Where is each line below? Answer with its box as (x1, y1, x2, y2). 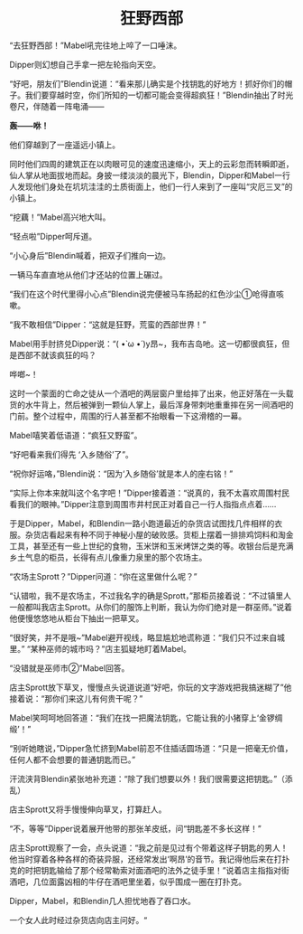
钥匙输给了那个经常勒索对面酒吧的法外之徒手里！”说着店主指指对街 (40, 864, 290, 875)
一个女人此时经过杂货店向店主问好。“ (9, 914, 148, 925)
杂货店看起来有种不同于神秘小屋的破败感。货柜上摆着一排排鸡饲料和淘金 (24, 529, 294, 540)
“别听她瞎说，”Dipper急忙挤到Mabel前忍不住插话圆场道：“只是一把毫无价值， (9, 742, 293, 753)
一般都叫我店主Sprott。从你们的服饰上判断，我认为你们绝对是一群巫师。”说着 (9, 601, 293, 612)
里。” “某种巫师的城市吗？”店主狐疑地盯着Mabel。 (9, 643, 192, 654)
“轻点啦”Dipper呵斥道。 (9, 231, 97, 241)
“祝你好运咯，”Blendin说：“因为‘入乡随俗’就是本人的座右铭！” (9, 467, 234, 479)
